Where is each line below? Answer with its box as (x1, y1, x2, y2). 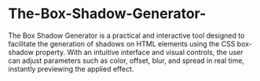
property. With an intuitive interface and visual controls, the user (35, 47, 244, 57)
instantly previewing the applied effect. (8, 64, 134, 73)
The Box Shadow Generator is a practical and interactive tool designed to (8, 31, 245, 40)
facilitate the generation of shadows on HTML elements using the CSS (8, 39, 236, 48)
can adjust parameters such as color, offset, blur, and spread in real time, (8, 56, 245, 65)
